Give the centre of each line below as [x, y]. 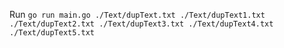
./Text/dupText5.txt [52, 33]
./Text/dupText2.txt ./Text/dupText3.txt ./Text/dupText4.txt [141, 24]
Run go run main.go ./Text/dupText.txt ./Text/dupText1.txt [137, 14]
